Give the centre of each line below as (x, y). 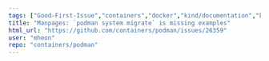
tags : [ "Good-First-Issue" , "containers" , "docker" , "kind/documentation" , (132, 15)
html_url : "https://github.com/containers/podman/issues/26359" (118, 30)
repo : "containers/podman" (53, 45)
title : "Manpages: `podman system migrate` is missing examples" (119, 23)
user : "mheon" (32, 38)
